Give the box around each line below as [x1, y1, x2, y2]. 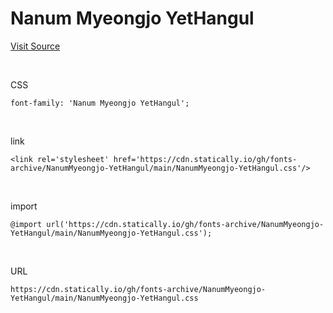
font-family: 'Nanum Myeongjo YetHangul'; [10, 98, 190, 108]
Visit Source [10, 40, 61, 52]
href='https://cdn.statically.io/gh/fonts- [113, 154, 298, 164]
